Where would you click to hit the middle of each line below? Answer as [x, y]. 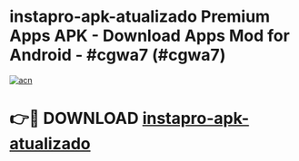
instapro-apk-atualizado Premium [140, 17]
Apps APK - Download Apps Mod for [150, 36]
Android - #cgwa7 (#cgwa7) [118, 55]
